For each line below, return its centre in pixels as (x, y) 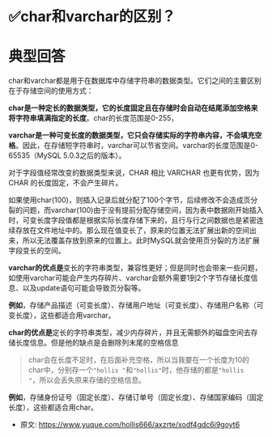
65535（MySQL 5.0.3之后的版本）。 (67, 155)
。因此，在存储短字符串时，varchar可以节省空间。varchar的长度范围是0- (137, 146)
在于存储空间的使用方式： (51, 91)
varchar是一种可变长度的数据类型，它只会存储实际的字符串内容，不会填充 (132, 135)
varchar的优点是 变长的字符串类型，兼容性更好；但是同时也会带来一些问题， (135, 268)
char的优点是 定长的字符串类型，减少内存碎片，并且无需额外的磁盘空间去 (130, 333)
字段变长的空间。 (37, 251)
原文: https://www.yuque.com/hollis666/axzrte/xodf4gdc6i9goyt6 (130, 425)
